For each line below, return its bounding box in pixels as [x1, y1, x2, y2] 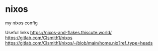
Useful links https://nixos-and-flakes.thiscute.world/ [5, 29, 112, 35]
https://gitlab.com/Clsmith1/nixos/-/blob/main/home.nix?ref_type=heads [5, 40, 153, 46]
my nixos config [5, 20, 38, 26]
